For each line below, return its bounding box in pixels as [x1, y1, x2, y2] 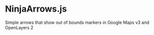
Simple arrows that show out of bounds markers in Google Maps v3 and [5, 19, 150, 25]
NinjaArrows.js [5, 3, 67, 15]
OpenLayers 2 [5, 24, 34, 30]
